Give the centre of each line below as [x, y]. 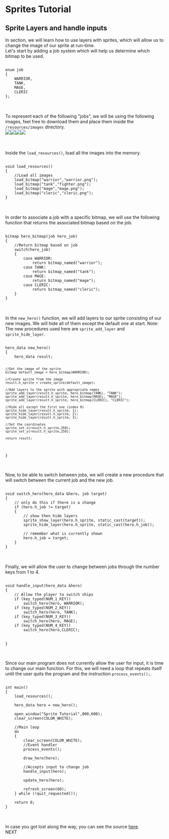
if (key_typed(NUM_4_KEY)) [43, 625]
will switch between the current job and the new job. [60, 480]
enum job [14, 70]
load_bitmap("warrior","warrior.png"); [56, 180]
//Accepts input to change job [56, 767]
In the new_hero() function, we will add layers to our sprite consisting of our [83, 318]
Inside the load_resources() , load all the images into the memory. [73, 153]
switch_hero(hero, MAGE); [51, 621]
